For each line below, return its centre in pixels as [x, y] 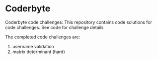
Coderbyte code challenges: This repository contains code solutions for [79, 22]
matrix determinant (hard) [39, 52]
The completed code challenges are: [43, 37]
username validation [33, 46]
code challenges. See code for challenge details [54, 27]
